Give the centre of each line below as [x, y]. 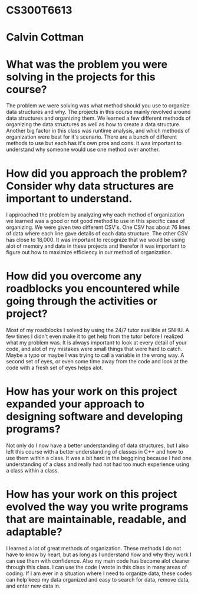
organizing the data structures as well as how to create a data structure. [93, 124]
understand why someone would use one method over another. [83, 150]
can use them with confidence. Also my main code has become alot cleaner [98, 561]
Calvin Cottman [45, 37]
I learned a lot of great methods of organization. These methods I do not [94, 549]
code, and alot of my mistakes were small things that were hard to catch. [94, 349]
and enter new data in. [33, 586]
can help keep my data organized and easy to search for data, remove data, [98, 580]
